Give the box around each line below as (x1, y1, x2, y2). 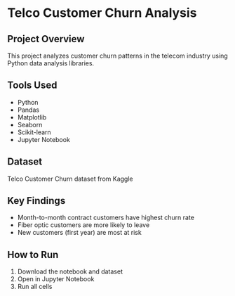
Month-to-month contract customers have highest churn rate (17, 213, 195, 222)
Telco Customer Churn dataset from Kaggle (7, 174, 133, 183)
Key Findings (7, 195, 66, 207)
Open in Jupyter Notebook (17, 275, 95, 283)
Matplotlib (17, 112, 47, 121)
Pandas (17, 105, 40, 114)
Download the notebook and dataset (17, 267, 123, 276)
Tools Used (7, 79, 58, 91)
